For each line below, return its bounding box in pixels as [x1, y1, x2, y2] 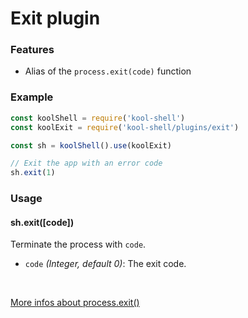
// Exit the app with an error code [10, 158, 163, 169]
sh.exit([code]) [10, 216, 75, 228]
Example [10, 90, 54, 104]
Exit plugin [10, 7, 101, 30]
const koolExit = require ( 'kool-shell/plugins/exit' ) [10, 122, 240, 132]
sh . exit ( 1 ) [10, 168, 56, 178]
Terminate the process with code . [10, 238, 147, 251]
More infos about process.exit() [10, 297, 140, 309]
